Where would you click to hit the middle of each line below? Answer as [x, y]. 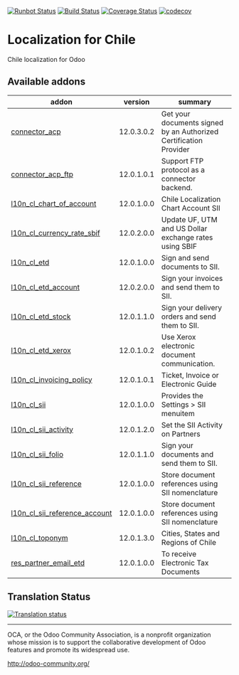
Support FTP [182, 161]
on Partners [181, 434]
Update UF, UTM [190, 219]
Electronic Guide [189, 384]
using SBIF [179, 246]
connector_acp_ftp [42, 174]
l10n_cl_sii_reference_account [62, 513]
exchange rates [187, 237]
